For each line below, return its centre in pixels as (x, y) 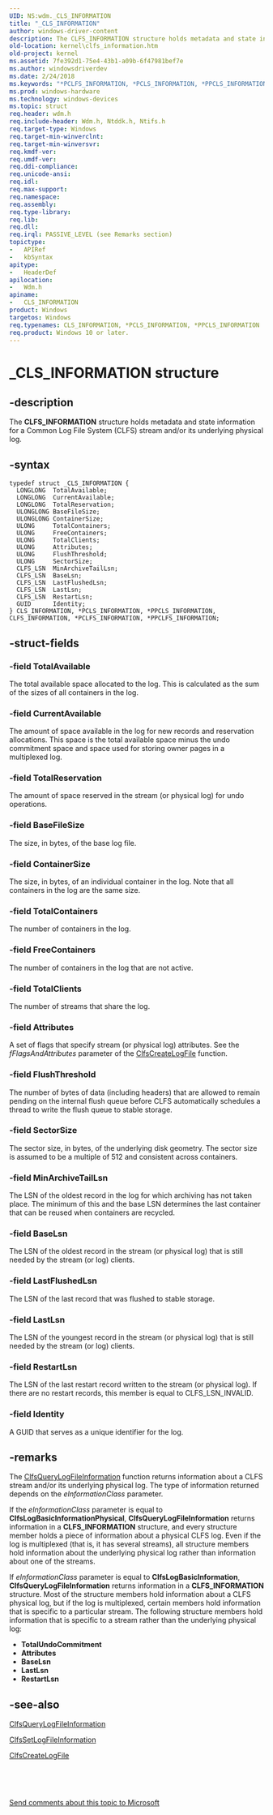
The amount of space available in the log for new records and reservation (132, 732)
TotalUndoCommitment (61, 1645)
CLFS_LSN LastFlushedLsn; (62, 583)
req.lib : (24, 220)
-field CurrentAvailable (55, 713)
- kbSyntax (31, 257)
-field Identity (37, 1414)
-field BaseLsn (38, 1234)
